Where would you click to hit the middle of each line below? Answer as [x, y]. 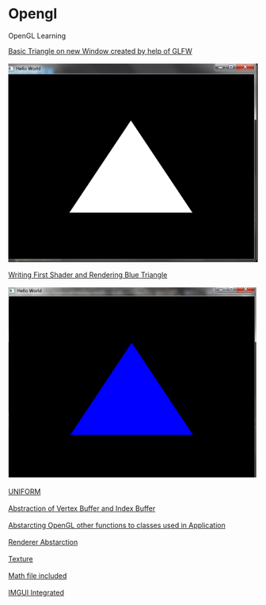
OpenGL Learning [37, 36]
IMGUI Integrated [36, 592]
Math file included [38, 576]
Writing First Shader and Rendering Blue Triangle [88, 275]
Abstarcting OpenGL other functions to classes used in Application [117, 525]
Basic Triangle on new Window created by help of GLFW [100, 51]
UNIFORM [25, 491]
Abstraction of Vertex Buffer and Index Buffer [82, 508]
